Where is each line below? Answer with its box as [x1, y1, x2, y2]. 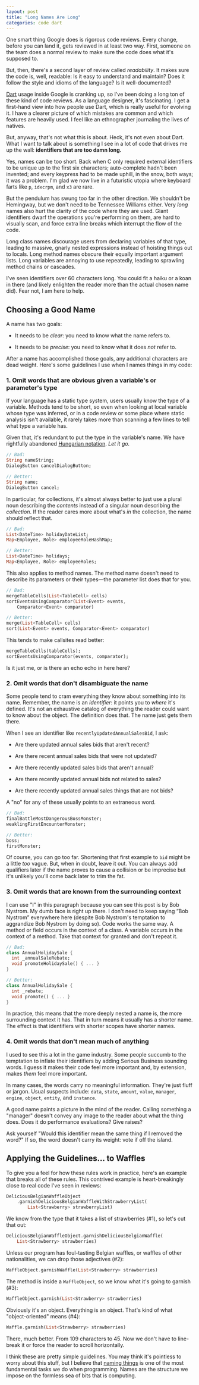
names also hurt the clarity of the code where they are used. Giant [6, 208, 169, 215]
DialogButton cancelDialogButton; [6, 463, 92, 469]
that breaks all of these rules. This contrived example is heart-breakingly [6, 1176, 184, 1183]
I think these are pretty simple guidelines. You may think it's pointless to [6, 1353, 182, 1360]
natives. [6, 123, 26, 130]
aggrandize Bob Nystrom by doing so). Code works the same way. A [6, 920, 174, 927]
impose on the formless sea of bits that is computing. [6, 1372, 137, 1379]
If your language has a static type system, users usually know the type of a [6, 397, 190, 405]
